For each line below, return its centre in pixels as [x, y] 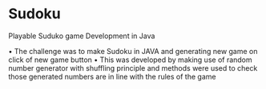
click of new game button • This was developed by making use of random [130, 60]
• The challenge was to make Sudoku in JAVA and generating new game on [133, 51]
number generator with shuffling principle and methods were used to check [133, 68]
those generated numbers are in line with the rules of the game [112, 76]
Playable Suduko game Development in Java [82, 36]
